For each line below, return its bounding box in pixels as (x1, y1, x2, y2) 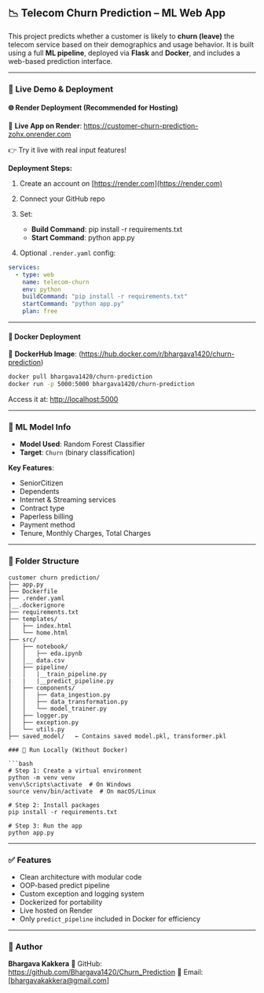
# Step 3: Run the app (8, 822, 82, 830)
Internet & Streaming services (19, 495, 116, 504)
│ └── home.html (8, 629, 68, 637)
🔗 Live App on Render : (8, 121, 82, 130)
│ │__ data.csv (8, 656, 65, 664)
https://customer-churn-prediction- (83, 121, 199, 130)
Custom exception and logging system (19, 889, 145, 898)
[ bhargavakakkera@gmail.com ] (8, 976, 110, 985)
